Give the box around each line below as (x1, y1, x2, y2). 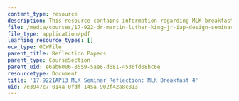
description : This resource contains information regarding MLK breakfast (7, 17, 234, 24)
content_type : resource (7, 10, 78, 18)
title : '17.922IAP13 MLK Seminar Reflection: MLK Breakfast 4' (7, 76, 199, 84)
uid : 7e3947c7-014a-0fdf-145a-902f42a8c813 (7, 83, 139, 90)
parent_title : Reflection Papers (7, 51, 107, 58)
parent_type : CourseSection (7, 57, 91, 64)
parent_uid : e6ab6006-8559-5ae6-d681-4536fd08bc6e (7, 63, 161, 70)
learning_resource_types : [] (7, 37, 94, 44)
